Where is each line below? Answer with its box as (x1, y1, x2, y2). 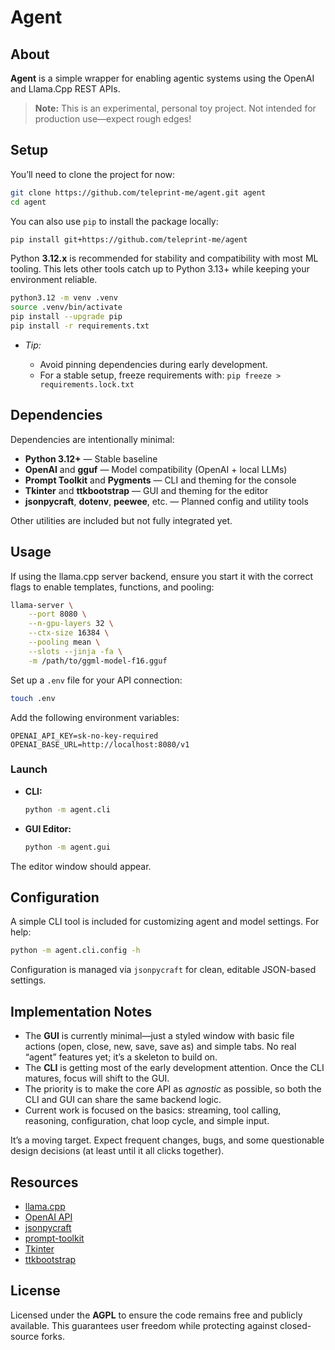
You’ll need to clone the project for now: (10, 168, 176, 180)
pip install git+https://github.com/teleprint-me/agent (10, 234, 248, 245)
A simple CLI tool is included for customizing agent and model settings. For (10, 916, 320, 928)
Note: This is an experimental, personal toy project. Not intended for (34, 102, 317, 114)
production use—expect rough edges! (34, 113, 192, 125)
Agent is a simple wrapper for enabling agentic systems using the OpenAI (10, 72, 315, 84)
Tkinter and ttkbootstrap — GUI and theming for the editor (24, 484, 269, 496)
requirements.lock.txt (39, 379, 135, 390)
